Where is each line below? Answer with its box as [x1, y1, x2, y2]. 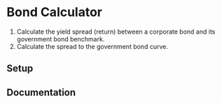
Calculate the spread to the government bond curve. [16, 42, 169, 50]
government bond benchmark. [16, 34, 105, 43]
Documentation [6, 86, 76, 98]
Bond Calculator [6, 4, 103, 20]
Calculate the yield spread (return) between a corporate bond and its [16, 27, 216, 36]
